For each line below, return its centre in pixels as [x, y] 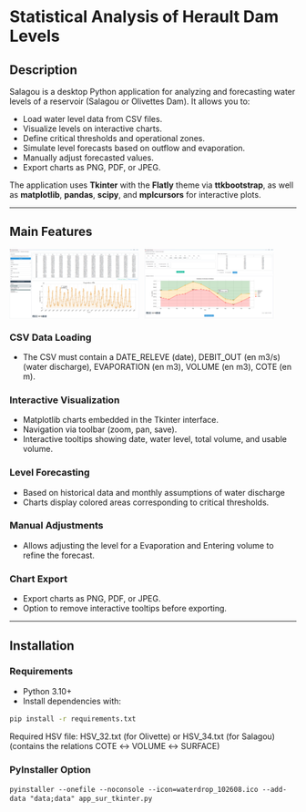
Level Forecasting [50, 473]
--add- [274, 789]
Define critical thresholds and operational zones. [114, 138]
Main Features [51, 232]
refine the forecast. [59, 555]
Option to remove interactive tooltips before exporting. [125, 609]
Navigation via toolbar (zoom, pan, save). [100, 429]
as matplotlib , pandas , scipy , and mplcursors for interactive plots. [135, 195]
